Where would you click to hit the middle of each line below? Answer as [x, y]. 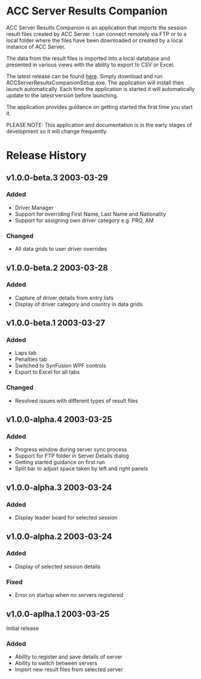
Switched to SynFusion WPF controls [60, 366]
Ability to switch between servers [56, 663]
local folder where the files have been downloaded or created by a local [95, 40]
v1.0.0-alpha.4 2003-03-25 [59, 419]
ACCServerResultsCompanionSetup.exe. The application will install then [95, 83]
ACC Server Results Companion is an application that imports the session [97, 28]
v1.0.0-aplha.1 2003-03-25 [58, 614]
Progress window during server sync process [71, 450]
